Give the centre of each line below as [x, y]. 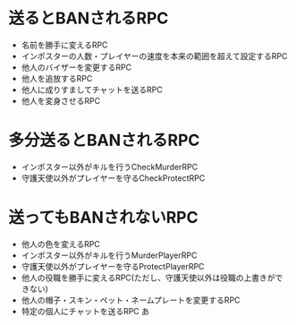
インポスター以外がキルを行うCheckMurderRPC [110, 167]
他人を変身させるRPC [60, 100]
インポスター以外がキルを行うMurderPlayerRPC [109, 255]
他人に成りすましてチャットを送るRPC [92, 90]
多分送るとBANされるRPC [104, 141]
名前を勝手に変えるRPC [64, 45]
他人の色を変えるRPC [60, 244]
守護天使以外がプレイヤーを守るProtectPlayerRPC [113, 266]
